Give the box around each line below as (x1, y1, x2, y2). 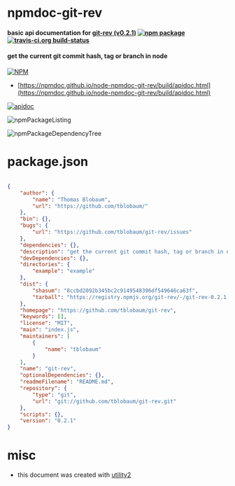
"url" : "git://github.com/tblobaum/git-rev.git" (32, 398, 177, 405)
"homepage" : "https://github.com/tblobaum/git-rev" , (20, 307, 177, 314)
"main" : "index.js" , (20, 326, 80, 333)
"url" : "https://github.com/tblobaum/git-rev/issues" (32, 229, 192, 236)
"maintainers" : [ (20, 333, 71, 340)
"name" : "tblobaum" (44, 345, 101, 353)
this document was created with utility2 (17, 471, 131, 479)
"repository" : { (20, 385, 68, 392)
